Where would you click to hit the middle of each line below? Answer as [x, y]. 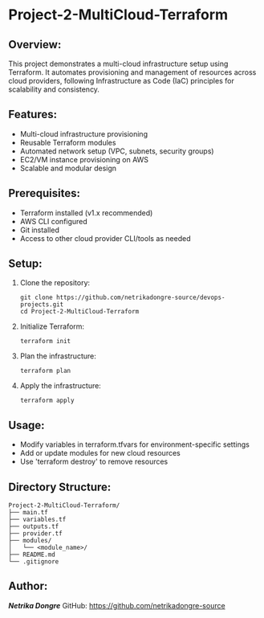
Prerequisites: [44, 193]
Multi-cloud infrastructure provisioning [84, 133]
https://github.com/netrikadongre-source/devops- [140, 298]
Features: [33, 115]
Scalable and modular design [68, 168]
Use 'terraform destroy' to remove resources [94, 462]
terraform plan [45, 371]
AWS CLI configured [54, 221]
